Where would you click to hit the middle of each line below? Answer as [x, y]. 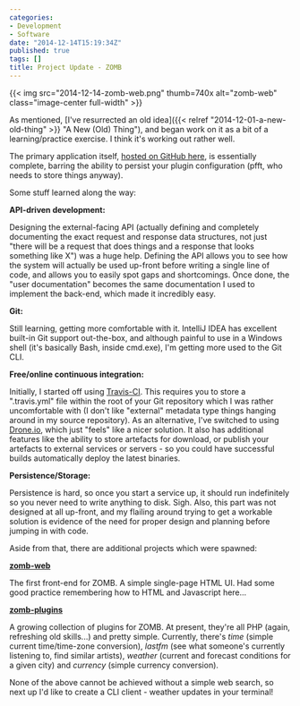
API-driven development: [57, 209]
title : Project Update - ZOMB [66, 68]
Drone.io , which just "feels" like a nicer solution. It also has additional [137, 430]
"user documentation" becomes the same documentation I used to [132, 284]
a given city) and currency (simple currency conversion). [114, 665]
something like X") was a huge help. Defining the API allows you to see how [149, 255]
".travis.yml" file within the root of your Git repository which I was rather [141, 401]
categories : [31, 17]
